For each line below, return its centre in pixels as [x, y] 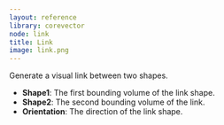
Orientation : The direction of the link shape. [102, 112]
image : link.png [39, 51]
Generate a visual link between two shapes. [89, 75]
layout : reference [43, 17]
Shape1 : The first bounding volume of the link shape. [118, 93]
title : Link [31, 42]
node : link [29, 34]
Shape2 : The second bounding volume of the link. [113, 102]
